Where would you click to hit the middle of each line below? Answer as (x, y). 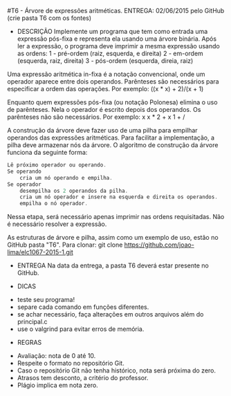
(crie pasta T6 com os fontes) (49, 18)
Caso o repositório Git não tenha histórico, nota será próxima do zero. (117, 370)
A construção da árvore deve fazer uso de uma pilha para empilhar (103, 130)
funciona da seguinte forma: (47, 152)
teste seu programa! (46, 300)
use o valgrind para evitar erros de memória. (81, 329)
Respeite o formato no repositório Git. (71, 364)
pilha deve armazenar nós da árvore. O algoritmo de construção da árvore (113, 145)
